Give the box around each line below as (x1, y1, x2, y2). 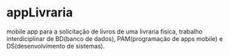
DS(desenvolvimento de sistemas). (6, 42, 105, 50)
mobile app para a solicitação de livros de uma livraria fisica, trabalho (6, 27, 203, 36)
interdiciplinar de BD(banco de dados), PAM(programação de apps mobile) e (6, 34, 223, 42)
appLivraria (6, 5, 73, 20)
